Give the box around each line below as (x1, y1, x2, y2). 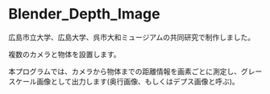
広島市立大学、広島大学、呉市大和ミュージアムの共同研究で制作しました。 (8, 32, 255, 42)
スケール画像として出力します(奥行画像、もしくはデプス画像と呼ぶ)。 (8, 76, 239, 86)
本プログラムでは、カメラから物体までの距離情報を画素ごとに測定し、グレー (8, 66, 263, 76)
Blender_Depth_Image (8, 5, 160, 23)
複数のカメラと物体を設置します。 (8, 49, 121, 59)
